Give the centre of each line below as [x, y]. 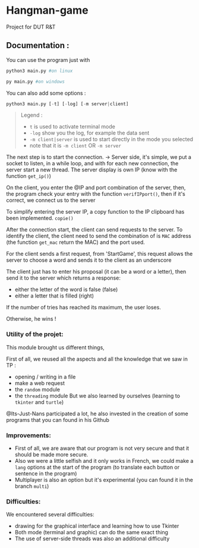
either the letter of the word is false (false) [66, 290]
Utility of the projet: [35, 334]
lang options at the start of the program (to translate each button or [97, 467]
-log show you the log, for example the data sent [89, 133]
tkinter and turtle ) [39, 402]
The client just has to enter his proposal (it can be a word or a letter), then [96, 272]
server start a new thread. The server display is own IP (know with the [92, 170]
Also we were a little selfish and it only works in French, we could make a [104, 461]
